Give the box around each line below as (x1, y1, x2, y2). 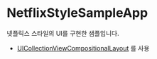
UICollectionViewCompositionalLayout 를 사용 (16, 44, 150, 52)
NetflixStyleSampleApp (6, 5, 148, 21)
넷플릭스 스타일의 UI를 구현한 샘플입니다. (6, 29, 119, 37)
